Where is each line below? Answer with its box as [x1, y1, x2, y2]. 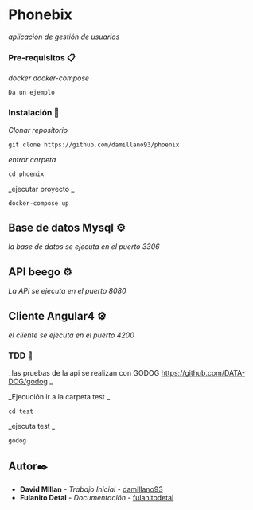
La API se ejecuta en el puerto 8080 [8, 286, 127, 296]
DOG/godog [8, 376, 48, 387]
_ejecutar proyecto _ [8, 184, 75, 193]
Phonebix [8, 6, 73, 24]
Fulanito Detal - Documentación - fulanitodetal [19, 493, 174, 503]
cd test [8, 407, 34, 415]
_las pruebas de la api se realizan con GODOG [8, 368, 160, 378]
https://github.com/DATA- [161, 368, 245, 378]
